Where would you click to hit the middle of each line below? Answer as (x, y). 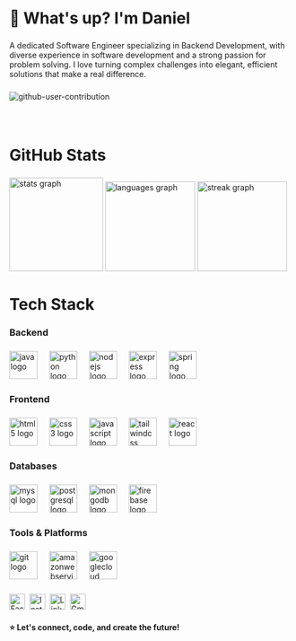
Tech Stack (52, 305)
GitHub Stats (58, 155)
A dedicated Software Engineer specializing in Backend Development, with (147, 46)
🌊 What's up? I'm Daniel (100, 18)
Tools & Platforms (48, 532)
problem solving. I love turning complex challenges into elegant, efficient (144, 65)
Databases (33, 466)
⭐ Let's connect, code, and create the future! (95, 628)
